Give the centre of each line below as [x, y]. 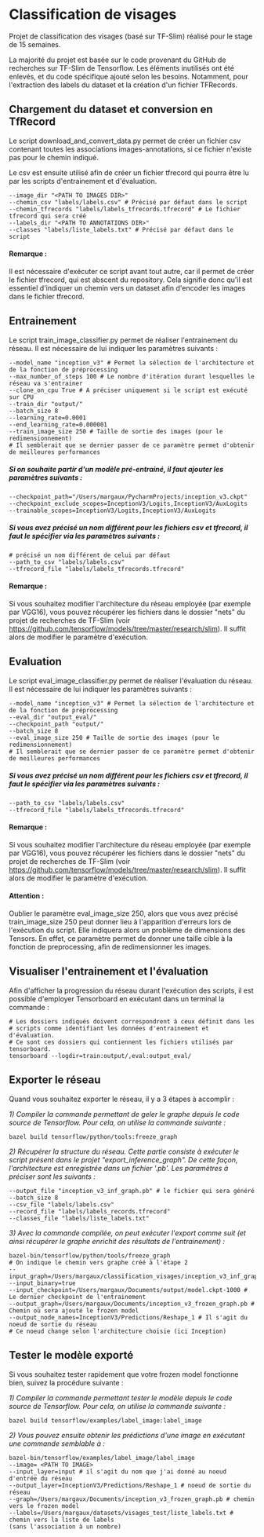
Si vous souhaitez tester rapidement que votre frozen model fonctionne [124, 1374]
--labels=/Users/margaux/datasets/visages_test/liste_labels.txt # [121, 1513]
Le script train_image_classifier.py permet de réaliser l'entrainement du [123, 340]
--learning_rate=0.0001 [48, 418]
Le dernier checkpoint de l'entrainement [78, 1297]
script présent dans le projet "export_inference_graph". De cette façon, [123, 1159]
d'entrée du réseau [41, 1478]
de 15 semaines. [35, 44]
